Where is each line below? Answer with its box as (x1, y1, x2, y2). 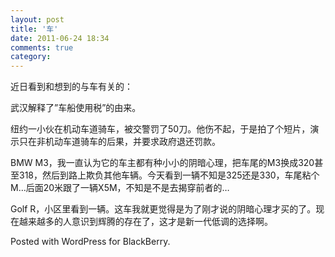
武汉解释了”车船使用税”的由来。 (10, 102, 142, 114)
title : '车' (10, 24, 59, 34)
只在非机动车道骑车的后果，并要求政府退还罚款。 (18, 136, 221, 148)
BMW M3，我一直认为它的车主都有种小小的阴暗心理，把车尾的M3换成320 (10, 157, 315, 169)
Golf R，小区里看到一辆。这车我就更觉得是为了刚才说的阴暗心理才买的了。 (10, 203, 317, 215)
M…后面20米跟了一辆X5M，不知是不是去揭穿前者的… (10, 182, 230, 194)
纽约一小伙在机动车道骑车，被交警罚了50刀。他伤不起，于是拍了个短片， (10, 123, 311, 135)
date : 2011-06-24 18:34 (10, 33, 110, 43)
